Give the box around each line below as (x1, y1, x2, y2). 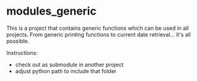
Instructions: (6, 49, 38, 56)
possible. (6, 37, 29, 44)
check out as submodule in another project (15, 61, 124, 68)
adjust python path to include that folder (15, 67, 117, 74)
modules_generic (6, 4, 97, 18)
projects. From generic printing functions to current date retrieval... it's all (6, 30, 191, 38)
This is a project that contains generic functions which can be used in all (6, 24, 189, 32)
